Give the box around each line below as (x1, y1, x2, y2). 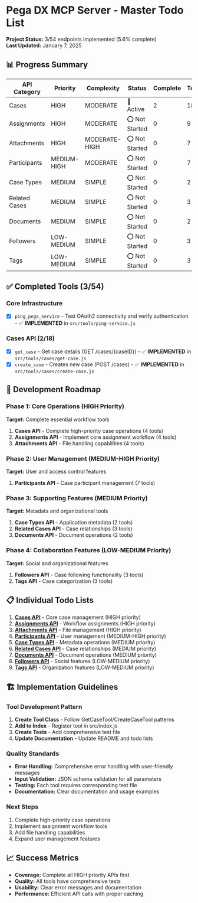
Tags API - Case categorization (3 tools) (14, 577, 113, 585)
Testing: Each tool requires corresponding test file (14, 782, 137, 789)
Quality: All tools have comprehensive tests (14, 878, 121, 885)
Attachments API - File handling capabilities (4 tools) (14, 439, 144, 446)
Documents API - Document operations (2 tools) (14, 532, 134, 539)
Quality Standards (6, 749, 60, 758)
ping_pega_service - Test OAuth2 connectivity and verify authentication (14, 312, 189, 320)
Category (14, 87, 41, 96)
